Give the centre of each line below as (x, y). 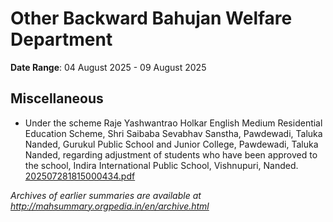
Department (61, 39)
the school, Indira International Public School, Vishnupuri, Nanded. (161, 165)
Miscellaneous (57, 98)
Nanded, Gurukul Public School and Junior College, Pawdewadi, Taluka (171, 144)
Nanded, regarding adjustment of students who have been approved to (171, 154)
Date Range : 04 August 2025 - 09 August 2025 (108, 67)
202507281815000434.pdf (80, 176)
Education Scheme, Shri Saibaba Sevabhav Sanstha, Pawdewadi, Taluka (173, 133)
